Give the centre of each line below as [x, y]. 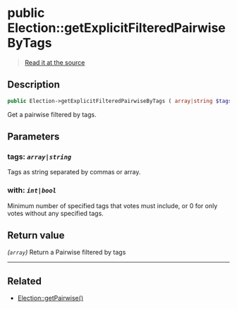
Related [25, 281]
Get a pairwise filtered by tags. [52, 114]
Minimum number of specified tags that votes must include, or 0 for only [113, 205]
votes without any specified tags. [55, 213]
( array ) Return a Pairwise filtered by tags [67, 253]
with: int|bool [32, 190]
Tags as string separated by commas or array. [74, 172]
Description [34, 85]
